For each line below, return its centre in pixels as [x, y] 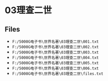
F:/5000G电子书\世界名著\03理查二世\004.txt [55, 58]
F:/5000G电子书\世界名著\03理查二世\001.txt [55, 42]
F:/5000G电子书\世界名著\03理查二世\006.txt [55, 68]
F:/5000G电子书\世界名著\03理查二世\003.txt [55, 52]
